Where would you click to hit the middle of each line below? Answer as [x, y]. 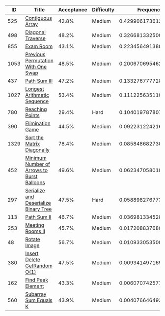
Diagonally [38, 150]
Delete [33, 260]
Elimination [38, 123]
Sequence [37, 101]
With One [36, 67]
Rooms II [35, 231]
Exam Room [39, 46]
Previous [35, 54]
